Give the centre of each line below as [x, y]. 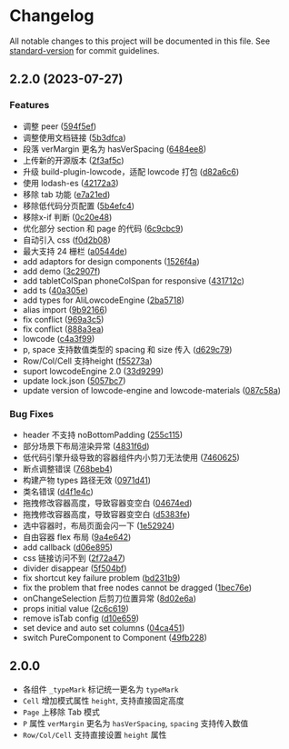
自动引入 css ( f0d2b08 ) [66, 240]
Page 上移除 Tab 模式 [61, 712]
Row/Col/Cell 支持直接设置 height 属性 [95, 734]
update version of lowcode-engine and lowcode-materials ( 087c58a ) [152, 390]
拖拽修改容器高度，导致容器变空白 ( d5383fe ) [106, 514]
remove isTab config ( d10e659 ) [80, 618]
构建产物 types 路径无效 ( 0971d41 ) [87, 480]
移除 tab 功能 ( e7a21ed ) [66, 194]
